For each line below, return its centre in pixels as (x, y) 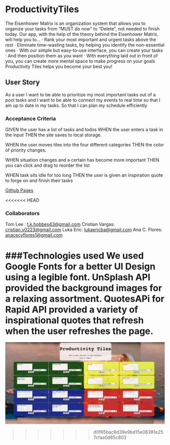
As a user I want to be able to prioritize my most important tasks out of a (80, 94)
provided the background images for (84, 288)
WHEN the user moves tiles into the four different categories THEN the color (85, 145)
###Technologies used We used (75, 256)
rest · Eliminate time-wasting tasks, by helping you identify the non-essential (85, 45)
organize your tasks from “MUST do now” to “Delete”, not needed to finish (82, 28)
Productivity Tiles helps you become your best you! (59, 66)
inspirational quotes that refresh (75, 320)
